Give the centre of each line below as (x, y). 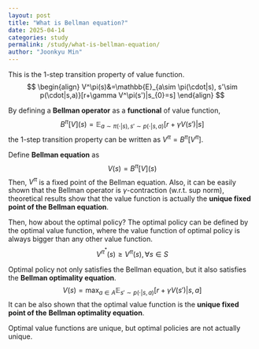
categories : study (38, 37)
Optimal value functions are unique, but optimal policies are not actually (124, 328)
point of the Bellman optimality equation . (76, 313)
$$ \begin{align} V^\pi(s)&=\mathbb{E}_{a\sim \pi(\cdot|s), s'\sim (132, 87)
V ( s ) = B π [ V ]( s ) (132, 168)
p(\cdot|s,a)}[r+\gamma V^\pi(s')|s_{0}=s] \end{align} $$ (132, 95)
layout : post (30, 15)
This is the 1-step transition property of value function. (96, 74)
